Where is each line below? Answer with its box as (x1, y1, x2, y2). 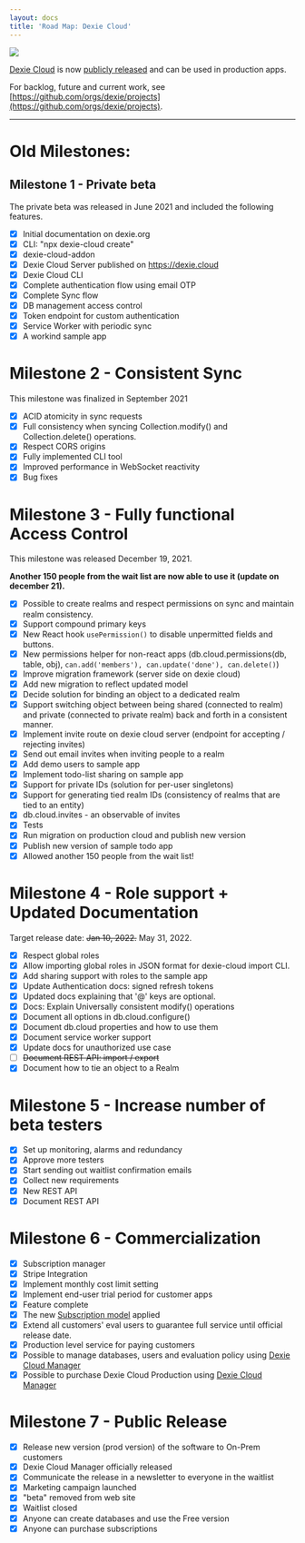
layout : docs (9, 13, 59, 23)
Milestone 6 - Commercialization (9, 1228, 261, 1249)
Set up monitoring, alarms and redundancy (22, 1144, 183, 1155)
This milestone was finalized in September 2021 (9, 393, 188, 404)
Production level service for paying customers (22, 1340, 195, 1350)
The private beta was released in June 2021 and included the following (9, 201, 274, 212)
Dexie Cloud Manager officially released (22, 1461, 172, 1472)
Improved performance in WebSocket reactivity (22, 461, 201, 472)
